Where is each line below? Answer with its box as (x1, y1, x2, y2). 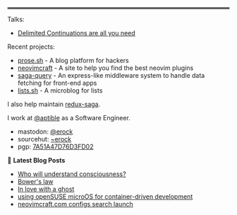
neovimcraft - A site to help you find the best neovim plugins (17, 64, 194, 72)
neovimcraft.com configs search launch (17, 200, 133, 208)
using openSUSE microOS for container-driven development (17, 192, 193, 201)
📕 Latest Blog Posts (7, 156, 66, 164)
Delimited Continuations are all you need (17, 29, 135, 37)
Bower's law (17, 178, 54, 185)
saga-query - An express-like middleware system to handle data (17, 71, 205, 79)
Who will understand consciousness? (17, 170, 126, 178)
